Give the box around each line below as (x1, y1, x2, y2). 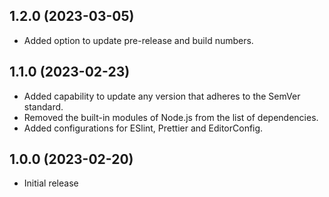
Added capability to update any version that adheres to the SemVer (23, 90, 301, 102)
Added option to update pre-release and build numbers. (23, 34, 254, 46)
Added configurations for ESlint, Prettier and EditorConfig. (23, 122, 264, 134)
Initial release (23, 177, 79, 189)
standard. (23, 100, 64, 113)
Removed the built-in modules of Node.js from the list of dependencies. (23, 111, 319, 123)
